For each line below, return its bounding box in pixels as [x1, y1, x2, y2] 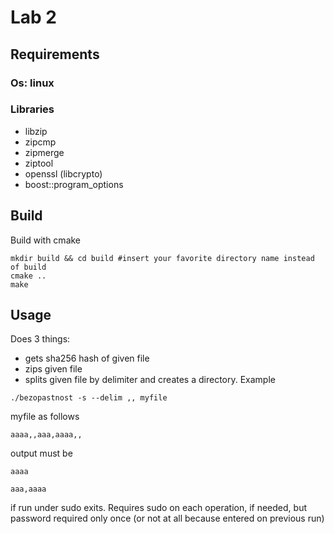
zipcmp [24, 136, 57, 148]
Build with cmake [10, 234, 82, 246]
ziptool [24, 157, 54, 169]
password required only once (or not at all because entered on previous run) [10, 512, 325, 525]
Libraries [10, 102, 55, 116]
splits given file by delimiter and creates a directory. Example [24, 374, 276, 386]
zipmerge [24, 146, 65, 158]
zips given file [24, 363, 83, 375]
